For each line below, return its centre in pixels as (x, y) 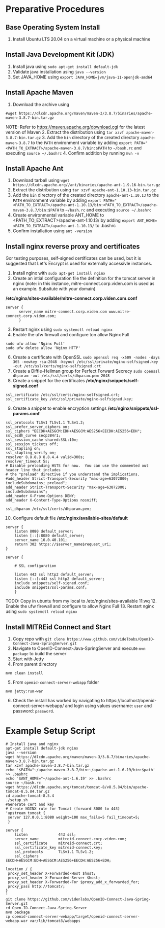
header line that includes (33, 470)
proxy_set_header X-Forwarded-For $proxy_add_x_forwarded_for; (74, 882)
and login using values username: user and (109, 706)
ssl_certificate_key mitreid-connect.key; (58, 848)
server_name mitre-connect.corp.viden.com (63, 312)
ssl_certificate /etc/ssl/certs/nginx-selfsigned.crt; (63, 395)
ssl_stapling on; (23, 449)
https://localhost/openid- (131, 701)
